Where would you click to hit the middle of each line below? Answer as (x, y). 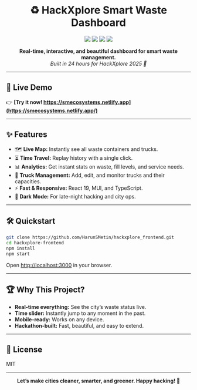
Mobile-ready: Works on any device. (59, 319)
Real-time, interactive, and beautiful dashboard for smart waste (98, 51)
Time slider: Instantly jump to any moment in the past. (80, 313)
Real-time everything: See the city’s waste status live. (80, 307)
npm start (18, 254)
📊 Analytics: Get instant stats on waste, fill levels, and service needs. (99, 167)
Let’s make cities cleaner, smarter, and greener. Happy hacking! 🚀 (98, 381)
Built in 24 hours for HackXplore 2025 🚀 (98, 63)
